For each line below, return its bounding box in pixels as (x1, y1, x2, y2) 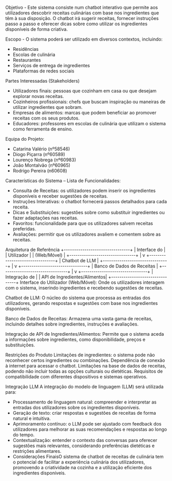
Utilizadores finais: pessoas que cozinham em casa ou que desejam (12, 88, 157, 94)
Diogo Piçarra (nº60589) (12, 151, 65, 157)
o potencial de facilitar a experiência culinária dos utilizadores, (12, 459, 145, 465)
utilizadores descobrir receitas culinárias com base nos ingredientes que (5, 10, 159, 16)
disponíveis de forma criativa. (5, 26, 68, 32)
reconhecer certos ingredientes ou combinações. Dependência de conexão (5, 357, 165, 363)
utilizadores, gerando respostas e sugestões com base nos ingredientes (5, 300, 158, 306)
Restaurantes (12, 57, 41, 63)
